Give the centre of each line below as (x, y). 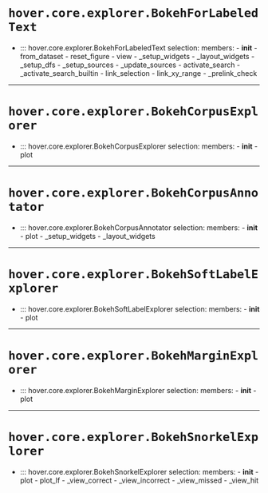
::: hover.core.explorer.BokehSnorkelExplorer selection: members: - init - (139, 471)
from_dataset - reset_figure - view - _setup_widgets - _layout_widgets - (137, 56)
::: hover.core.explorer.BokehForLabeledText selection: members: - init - (138, 48)
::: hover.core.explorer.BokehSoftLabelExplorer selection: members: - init (140, 308)
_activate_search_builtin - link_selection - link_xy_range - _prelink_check (138, 73)
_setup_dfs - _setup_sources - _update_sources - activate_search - (130, 65)
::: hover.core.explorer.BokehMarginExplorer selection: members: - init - (138, 390)
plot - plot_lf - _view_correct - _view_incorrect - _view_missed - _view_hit (139, 480)
